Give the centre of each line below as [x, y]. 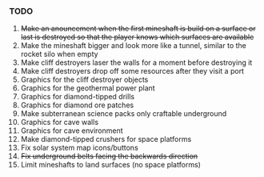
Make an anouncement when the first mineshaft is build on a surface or [138, 29]
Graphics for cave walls [60, 123]
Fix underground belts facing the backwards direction [109, 156]
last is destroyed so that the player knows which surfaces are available [137, 37]
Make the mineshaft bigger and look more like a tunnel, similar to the [133, 46]
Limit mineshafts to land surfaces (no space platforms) [110, 165]
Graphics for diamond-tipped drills [78, 97]
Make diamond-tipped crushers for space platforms [106, 139]
